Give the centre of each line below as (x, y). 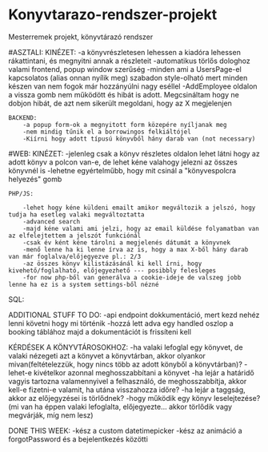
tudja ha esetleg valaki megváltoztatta (77, 214)
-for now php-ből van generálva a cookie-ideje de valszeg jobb (132, 277)
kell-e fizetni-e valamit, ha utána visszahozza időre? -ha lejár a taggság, (127, 390)
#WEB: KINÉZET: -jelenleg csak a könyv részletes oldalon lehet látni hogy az (134, 153)
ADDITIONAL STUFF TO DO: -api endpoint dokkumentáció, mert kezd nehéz (134, 315)
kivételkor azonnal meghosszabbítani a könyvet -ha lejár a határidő (144, 372)
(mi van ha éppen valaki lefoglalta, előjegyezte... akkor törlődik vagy (120, 406)
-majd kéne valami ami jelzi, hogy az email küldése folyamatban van (141, 228)
